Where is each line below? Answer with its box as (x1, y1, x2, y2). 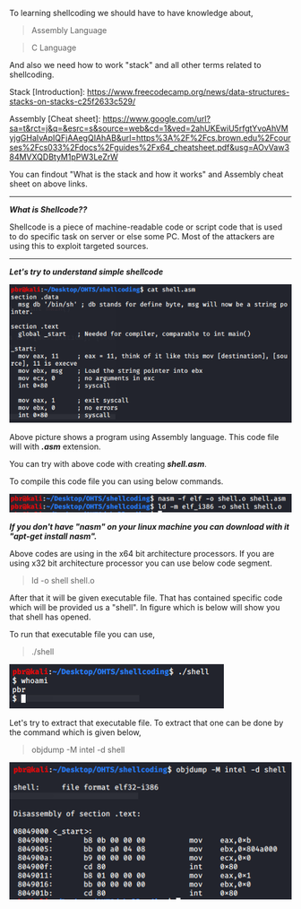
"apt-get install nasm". (9, 531, 98, 541)
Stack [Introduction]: (9, 87, 85, 97)
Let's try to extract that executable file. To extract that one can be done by (9, 717, 284, 728)
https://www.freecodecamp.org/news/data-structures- (86, 87, 290, 97)
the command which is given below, (9, 726, 142, 738)
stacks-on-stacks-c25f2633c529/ (9, 96, 136, 107)
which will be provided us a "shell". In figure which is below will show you (9, 602, 280, 612)
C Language (30, 42, 77, 53)
